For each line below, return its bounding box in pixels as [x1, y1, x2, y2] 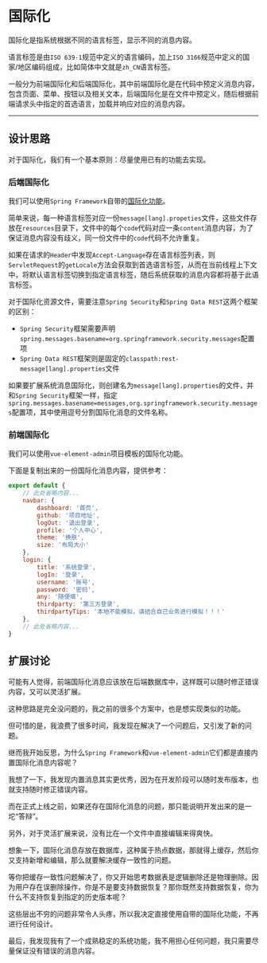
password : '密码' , [37, 585, 95, 594]
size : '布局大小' [37, 541, 90, 549]
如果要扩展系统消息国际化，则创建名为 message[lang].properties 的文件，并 [8, 380, 254, 391]
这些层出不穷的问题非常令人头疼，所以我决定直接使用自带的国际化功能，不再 [8, 909, 259, 918]
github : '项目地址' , [37, 511, 100, 519]
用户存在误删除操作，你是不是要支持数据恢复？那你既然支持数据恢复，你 [14, 882, 252, 891]
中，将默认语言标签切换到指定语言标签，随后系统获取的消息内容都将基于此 [8, 270, 252, 280]
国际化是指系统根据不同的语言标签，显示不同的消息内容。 [8, 35, 196, 45]
